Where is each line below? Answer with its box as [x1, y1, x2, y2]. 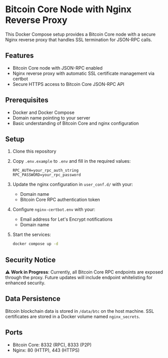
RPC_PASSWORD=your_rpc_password [12, 172, 81, 177]
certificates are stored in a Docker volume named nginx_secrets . [5, 313, 140, 319]
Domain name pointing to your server [12, 114, 91, 121]
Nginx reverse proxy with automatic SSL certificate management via [12, 70, 155, 76]
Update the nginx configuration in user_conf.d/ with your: [12, 182, 133, 188]
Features [5, 51, 34, 60]
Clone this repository [12, 148, 57, 155]
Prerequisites [5, 96, 49, 105]
